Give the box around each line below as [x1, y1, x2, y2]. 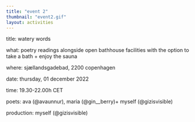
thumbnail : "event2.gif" [6, 14, 67, 20]
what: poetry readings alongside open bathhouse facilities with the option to [6, 47, 190, 54]
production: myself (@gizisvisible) [6, 109, 88, 117]
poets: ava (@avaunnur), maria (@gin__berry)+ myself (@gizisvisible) [6, 98, 173, 105]
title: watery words [6, 36, 51, 43]
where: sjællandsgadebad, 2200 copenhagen [6, 64, 116, 71]
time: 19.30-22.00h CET [6, 87, 63, 94]
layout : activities [6, 19, 54, 25]
